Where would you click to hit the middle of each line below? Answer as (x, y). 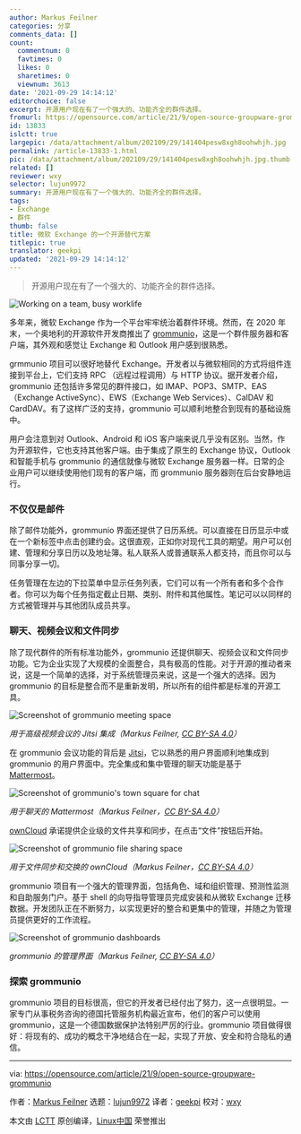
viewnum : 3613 (43, 84)
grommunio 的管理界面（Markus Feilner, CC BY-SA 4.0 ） (114, 956)
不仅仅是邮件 (37, 509)
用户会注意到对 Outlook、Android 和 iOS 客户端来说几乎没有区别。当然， (143, 439)
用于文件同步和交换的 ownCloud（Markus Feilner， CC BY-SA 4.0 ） (133, 867)
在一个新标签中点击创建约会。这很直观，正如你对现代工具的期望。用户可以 (146, 541)
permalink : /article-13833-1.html (74, 151)
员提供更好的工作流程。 (52, 919)
